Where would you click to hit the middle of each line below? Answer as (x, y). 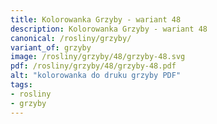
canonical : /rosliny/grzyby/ (71, 38)
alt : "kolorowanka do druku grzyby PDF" (96, 76)
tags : (21, 85)
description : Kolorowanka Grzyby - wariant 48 (109, 29)
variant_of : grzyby (51, 47)
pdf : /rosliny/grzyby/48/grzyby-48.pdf (93, 66)
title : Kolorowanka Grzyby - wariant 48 (96, 19)
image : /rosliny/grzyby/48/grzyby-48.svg (98, 57)
